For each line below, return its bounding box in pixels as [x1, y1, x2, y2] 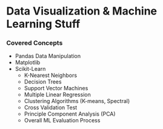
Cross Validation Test [24, 104, 78, 111]
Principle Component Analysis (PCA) [24, 110, 116, 117]
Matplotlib [15, 59, 41, 66]
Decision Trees [24, 78, 62, 85]
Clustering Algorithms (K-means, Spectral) [24, 98, 130, 105]
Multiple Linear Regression [24, 91, 91, 98]
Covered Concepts [6, 39, 63, 47]
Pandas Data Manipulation [15, 53, 81, 60]
